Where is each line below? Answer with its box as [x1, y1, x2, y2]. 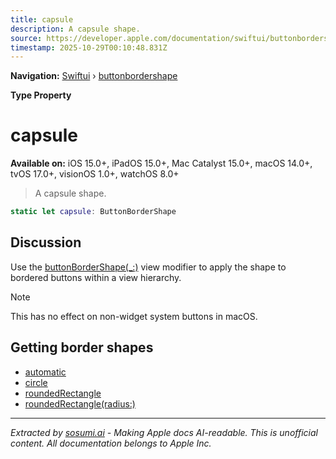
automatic [24, 366, 67, 378]
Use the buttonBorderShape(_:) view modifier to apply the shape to [10, 261, 287, 273]
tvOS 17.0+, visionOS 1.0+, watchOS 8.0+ [10, 168, 180, 180]
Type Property [10, 89, 72, 101]
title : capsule [10, 14, 74, 25]
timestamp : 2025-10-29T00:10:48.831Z [10, 42, 168, 53]
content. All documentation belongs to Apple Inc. [10, 437, 212, 449]
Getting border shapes [10, 339, 154, 356]
